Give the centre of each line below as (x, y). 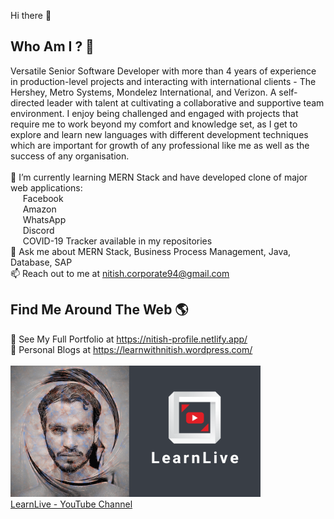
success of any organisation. (70, 156)
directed (27, 102)
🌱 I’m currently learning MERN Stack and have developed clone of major (159, 177)
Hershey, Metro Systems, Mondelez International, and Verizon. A (143, 92)
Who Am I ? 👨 (52, 46)
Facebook (43, 198)
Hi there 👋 (31, 15)
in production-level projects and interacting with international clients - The (163, 81)
